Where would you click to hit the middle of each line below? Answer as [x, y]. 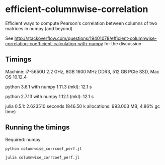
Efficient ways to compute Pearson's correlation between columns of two [81, 23]
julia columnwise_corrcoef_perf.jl [43, 157]
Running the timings [37, 128]
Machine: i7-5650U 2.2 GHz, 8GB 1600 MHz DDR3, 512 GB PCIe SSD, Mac [82, 71]
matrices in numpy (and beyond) [39, 28]
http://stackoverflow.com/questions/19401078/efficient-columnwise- [86, 38]
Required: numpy [23, 139]
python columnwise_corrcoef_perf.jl [44, 149]
